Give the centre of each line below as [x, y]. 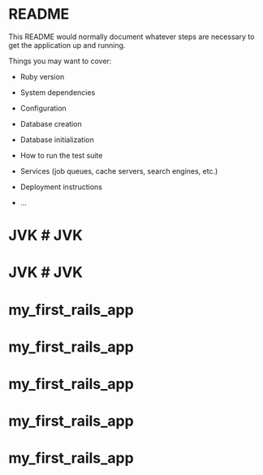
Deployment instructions [61, 187]
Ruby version [42, 76]
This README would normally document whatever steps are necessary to [131, 37]
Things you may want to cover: [60, 61]
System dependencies [58, 92]
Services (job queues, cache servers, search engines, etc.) [119, 171]
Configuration [43, 108]
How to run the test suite [61, 155]
